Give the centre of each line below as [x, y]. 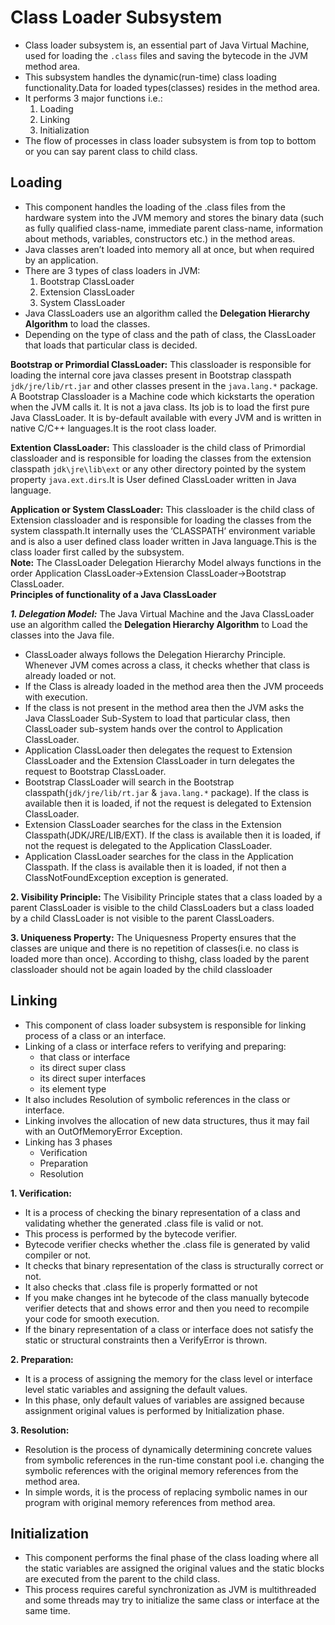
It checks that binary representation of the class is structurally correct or [174, 1265]
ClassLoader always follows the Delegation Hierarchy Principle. [155, 654]
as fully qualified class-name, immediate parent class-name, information [173, 228]
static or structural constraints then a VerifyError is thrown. [146, 1340]
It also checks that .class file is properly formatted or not [141, 1287]
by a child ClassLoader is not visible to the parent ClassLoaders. [142, 918]
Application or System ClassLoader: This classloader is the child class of [162, 509]
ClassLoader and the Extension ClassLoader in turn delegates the [159, 760]
